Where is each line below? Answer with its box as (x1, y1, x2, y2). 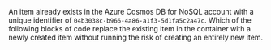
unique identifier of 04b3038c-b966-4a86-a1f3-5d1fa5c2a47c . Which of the (8, 15, 252, 25)
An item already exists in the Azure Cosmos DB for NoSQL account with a (8, 7, 254, 16)
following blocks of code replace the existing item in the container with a (8, 24, 252, 33)
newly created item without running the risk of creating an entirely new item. (8, 32, 264, 42)
